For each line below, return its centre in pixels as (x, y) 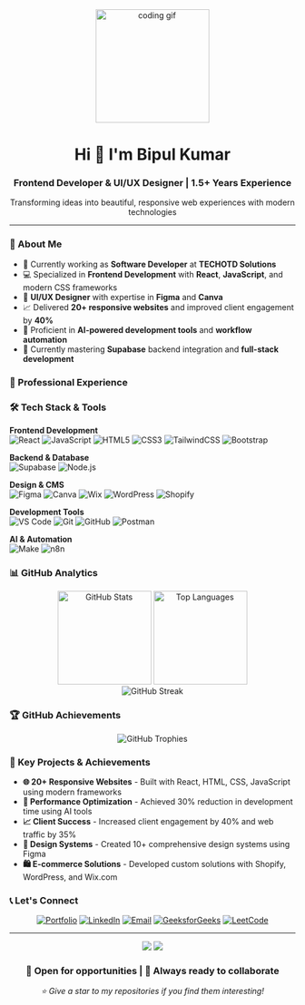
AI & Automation (41, 539)
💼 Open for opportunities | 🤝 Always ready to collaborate (152, 971)
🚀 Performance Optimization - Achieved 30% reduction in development (157, 801)
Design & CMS (37, 485)
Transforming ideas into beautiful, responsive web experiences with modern (152, 202)
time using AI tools (57, 811)
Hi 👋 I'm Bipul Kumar (152, 155)
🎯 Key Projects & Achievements (80, 762)
